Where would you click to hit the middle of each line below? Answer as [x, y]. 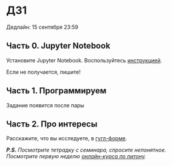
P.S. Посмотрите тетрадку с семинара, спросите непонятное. [86, 150]
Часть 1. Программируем [56, 91]
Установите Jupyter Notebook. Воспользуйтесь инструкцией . [84, 60]
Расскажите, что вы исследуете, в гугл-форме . [67, 138]
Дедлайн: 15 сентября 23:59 [43, 27]
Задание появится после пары [45, 105]
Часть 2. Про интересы [52, 124]
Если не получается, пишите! [43, 72]
